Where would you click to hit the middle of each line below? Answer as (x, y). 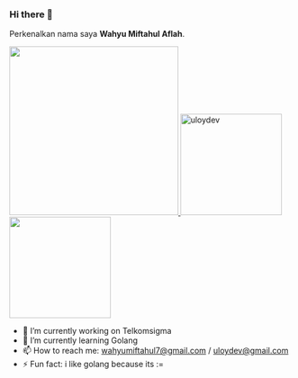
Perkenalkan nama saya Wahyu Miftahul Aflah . (97, 34)
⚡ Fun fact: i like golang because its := (93, 364)
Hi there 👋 (32, 14)
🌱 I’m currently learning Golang (80, 340)
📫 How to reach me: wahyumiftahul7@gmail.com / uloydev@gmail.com (155, 351)
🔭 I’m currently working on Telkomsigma (97, 331)
